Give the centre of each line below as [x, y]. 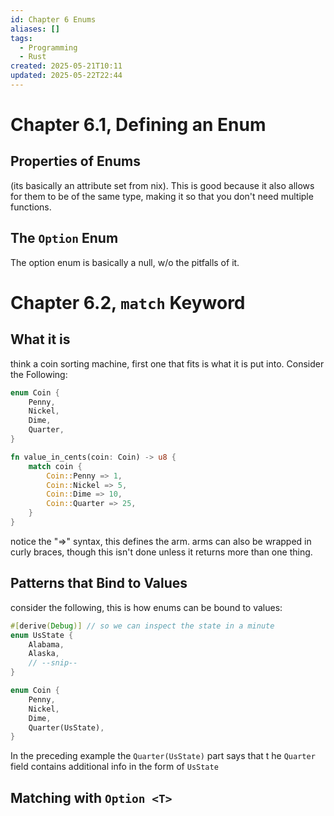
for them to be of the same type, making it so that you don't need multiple [162, 196]
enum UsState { [42, 635]
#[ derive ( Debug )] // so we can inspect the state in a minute [142, 626]
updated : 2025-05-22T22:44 [66, 76]
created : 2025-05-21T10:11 [66, 66]
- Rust [33, 57]
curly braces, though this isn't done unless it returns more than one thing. [161, 552]
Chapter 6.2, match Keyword [128, 302]
